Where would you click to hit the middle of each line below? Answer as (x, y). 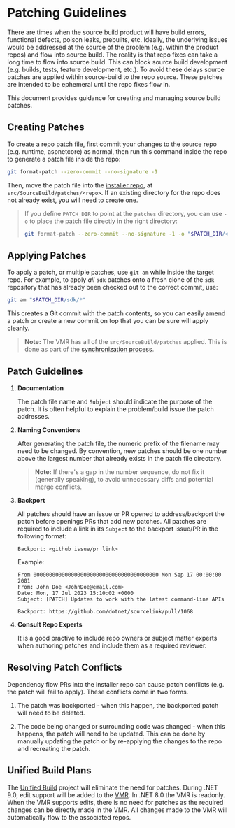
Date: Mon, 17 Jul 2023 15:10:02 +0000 (76, 593)
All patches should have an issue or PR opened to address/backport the (121, 514)
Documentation (41, 388)
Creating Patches (46, 127)
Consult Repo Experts (50, 624)
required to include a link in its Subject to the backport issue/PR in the (118, 529)
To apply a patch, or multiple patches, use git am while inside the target (111, 272)
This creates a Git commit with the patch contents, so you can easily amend (116, 313)
